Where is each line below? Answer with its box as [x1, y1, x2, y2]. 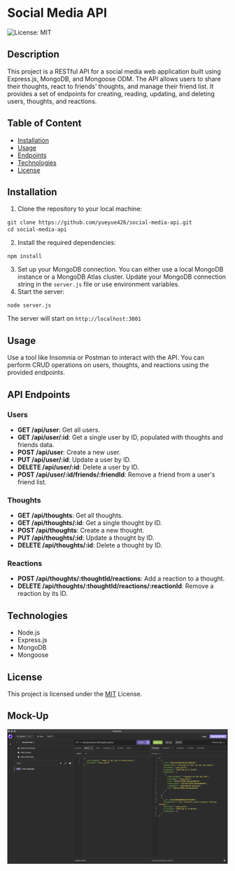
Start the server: [17, 288, 65, 296]
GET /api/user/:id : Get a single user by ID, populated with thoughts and [17, 433, 224, 441]
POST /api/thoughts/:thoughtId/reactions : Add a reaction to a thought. [17, 574, 225, 583]
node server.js [7, 302, 52, 310]
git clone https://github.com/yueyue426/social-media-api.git [7, 219, 192, 226]
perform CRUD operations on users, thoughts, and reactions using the [7, 361, 209, 369]
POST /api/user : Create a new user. [17, 448, 121, 456]
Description [7, 48, 59, 60]
